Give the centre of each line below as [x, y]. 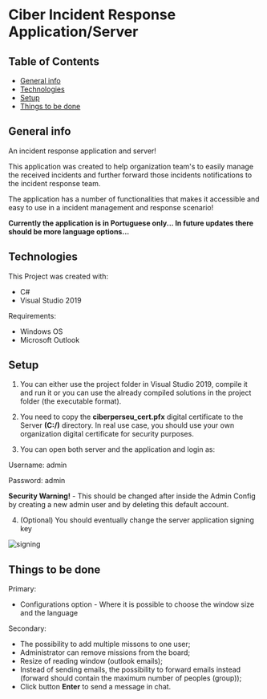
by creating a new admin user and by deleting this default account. [119, 505]
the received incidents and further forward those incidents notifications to [130, 175]
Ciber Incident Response [92, 15]
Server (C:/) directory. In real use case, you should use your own [127, 425]
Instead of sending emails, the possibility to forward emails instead [130, 670]
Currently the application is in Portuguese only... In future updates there [131, 223]
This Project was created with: [59, 276]
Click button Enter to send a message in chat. [95, 687]
